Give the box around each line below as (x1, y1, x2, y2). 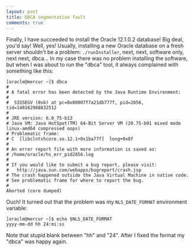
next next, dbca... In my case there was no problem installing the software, (6, 55, 188, 62)
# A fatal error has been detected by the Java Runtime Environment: (6, 90, 182, 96)
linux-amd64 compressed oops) (6, 126, 81, 132)
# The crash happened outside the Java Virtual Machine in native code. (6, 173, 189, 179)
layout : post (6, 8, 38, 15)
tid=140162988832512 (6, 105, 57, 111)
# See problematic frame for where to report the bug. (6, 177, 144, 184)
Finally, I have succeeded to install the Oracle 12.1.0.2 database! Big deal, (6, 36, 184, 43)
